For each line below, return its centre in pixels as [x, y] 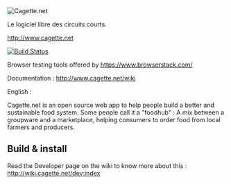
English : [19, 92]
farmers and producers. [41, 127]
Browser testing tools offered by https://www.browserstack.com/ [100, 65]
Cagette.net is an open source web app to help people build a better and [111, 105]
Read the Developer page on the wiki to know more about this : [97, 165]
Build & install [37, 149]
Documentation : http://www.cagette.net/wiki [71, 78]
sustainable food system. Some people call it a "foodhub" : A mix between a [116, 112]
